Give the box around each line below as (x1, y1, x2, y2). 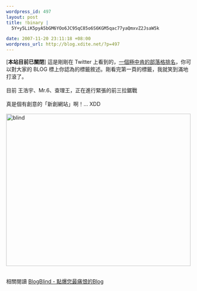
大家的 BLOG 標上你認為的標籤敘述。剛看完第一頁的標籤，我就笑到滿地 (16, 66, 189, 73)
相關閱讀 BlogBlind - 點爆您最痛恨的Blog (6, 278, 104, 284)
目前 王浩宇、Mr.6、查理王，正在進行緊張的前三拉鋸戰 (6, 87, 137, 93)
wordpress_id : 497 (6, 8, 51, 15)
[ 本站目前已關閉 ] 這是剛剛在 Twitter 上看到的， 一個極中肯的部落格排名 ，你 (6, 59, 186, 65)
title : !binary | (6, 20, 49, 25)
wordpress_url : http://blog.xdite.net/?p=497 (6, 41, 120, 47)
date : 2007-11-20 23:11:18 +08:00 (6, 36, 91, 42)
